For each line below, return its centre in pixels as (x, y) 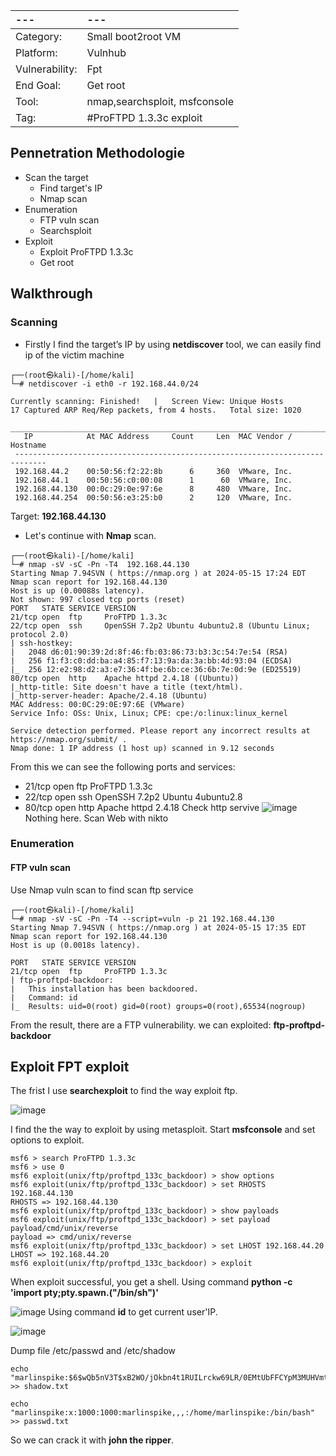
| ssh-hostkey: (42, 643)
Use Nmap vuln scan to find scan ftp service (102, 890)
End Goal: (38, 85)
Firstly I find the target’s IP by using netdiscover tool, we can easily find (173, 344)
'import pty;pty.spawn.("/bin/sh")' (84, 1293)
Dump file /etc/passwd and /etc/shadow (93, 1351)
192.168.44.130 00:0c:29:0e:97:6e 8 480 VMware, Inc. (153, 489)
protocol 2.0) (40, 634)
